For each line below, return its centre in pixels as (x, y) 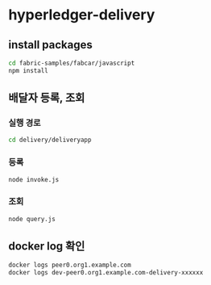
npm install (28, 70)
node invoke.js (34, 179)
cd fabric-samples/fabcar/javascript (72, 63)
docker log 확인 (47, 247)
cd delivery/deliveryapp (50, 140)
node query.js (32, 219)
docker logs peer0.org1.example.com (70, 265)
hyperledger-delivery (82, 15)
